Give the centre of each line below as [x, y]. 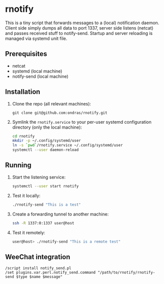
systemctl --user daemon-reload [45, 150]
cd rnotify [23, 136]
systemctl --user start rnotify [45, 186]
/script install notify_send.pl [38, 268]
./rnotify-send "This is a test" [47, 205]
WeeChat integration [38, 257]
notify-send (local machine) [40, 76]
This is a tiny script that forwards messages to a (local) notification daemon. [82, 23]
